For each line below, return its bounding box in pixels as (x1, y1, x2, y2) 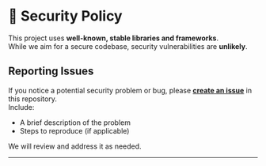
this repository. (8, 94, 58, 104)
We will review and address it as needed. (8, 141, 142, 151)
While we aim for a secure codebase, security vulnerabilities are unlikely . (8, 41, 248, 51)
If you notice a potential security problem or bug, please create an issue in (8, 85, 253, 95)
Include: (8, 102, 35, 111)
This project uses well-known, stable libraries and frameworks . (8, 33, 219, 43)
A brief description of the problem (19, 118, 131, 127)
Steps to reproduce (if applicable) (19, 126, 130, 135)
